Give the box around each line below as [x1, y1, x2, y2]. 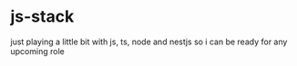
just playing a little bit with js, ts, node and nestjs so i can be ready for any [10, 36, 288, 47]
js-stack [10, 6, 75, 27]
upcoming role [10, 45, 65, 56]
